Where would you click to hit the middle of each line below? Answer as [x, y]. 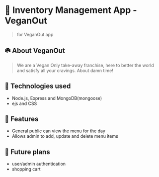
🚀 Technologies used [38, 86]
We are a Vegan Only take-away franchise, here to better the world [85, 65]
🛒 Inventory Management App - [71, 10]
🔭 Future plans [27, 152]
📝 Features [22, 119]
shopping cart [26, 169]
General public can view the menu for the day [58, 131]
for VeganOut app [35, 34]
